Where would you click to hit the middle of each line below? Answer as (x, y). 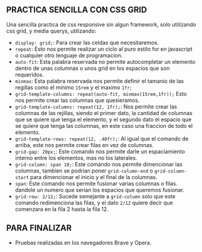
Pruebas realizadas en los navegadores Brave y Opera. (83, 242)
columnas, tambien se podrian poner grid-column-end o (84, 171)
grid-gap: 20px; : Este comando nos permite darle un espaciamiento (100, 151)
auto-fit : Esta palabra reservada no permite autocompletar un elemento (105, 61)
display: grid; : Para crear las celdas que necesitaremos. (87, 42)
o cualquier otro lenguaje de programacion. (69, 55)
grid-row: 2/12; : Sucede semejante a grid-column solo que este (95, 196)
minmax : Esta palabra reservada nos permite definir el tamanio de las (99, 81)
